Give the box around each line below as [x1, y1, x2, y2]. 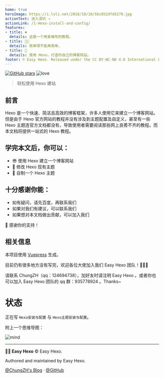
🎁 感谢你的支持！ [5, 222, 40, 228]
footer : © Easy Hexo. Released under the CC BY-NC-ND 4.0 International [5, 57, 156, 62]
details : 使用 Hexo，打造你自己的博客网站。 [9, 52, 91, 58]
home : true [5, 7, 27, 12]
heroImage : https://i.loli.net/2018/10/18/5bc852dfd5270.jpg [5, 12, 132, 17]
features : [5, 25, 25, 30]
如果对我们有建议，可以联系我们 [12, 205, 77, 211]
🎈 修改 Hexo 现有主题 [12, 164, 55, 170]
